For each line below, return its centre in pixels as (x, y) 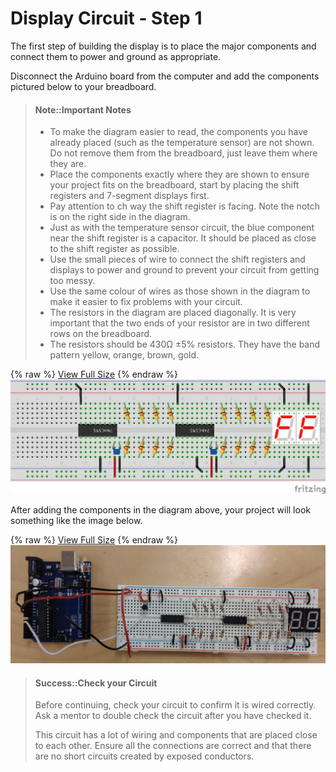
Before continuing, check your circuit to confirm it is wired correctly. (175, 705)
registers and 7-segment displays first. (129, 196)
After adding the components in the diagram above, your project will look (160, 509)
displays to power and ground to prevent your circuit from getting (184, 270)
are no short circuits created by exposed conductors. (144, 756)
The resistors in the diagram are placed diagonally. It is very (173, 313)
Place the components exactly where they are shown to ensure (179, 174)
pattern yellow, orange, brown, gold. (124, 355)
